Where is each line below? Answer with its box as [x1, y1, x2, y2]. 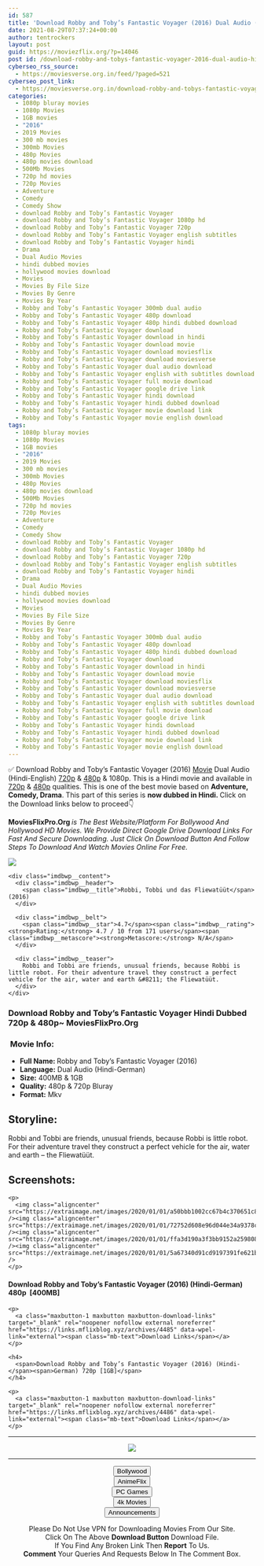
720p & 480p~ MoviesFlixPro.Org [8, 1018, 139, 1029]
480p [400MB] [8, 1287, 60, 1297]
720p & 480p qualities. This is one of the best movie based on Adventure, [8, 782, 249, 792]
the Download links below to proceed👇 [8, 800, 134, 809]
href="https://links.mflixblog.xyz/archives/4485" [8, 1326, 178, 1334]
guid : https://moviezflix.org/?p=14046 [8, 48, 139, 56]
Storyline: [8, 1113, 57, 1126]
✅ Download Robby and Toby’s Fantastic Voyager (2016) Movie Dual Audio [8, 765, 250, 774]
